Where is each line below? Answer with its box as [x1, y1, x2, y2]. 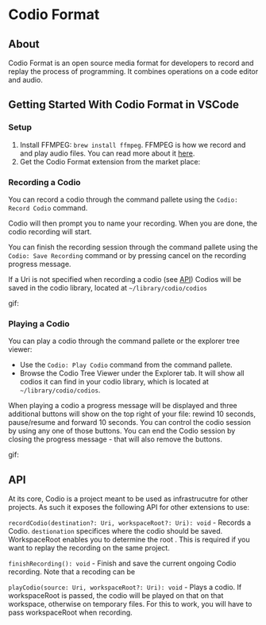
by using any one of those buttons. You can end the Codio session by [8, 426, 236, 436]
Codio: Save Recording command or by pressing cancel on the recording [8, 250, 247, 260]
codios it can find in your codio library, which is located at [19, 377, 209, 387]
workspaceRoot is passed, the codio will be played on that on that [8, 591, 224, 600]
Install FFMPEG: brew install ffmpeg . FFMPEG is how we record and [19, 140, 246, 149]
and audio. [8, 75, 44, 84]
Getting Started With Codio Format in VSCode [8, 98, 240, 112]
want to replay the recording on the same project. [8, 543, 171, 553]
